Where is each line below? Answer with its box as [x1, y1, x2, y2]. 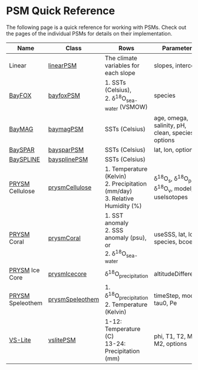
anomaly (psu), [104, 233, 147, 242]
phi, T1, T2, [154, 332, 186, 340]
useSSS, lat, [154, 230, 187, 238]
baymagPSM [48, 125, 84, 133]
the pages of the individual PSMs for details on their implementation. [6, 30, 173, 37]
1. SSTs [104, 78, 126, 86]
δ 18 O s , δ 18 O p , [154, 173, 193, 184]
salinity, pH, [154, 121, 187, 129]
